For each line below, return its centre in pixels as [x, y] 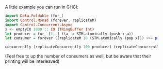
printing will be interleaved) [32, 61]
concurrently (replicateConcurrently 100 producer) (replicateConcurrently [83, 47]
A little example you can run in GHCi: [42, 7]
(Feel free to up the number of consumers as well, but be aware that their [78, 56]
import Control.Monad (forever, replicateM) [51, 20]
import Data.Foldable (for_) [34, 16]
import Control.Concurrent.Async [39, 25]
